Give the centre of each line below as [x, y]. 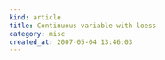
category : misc [37, 34]
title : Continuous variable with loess [83, 26]
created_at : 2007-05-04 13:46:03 [71, 42]
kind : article [35, 17]
